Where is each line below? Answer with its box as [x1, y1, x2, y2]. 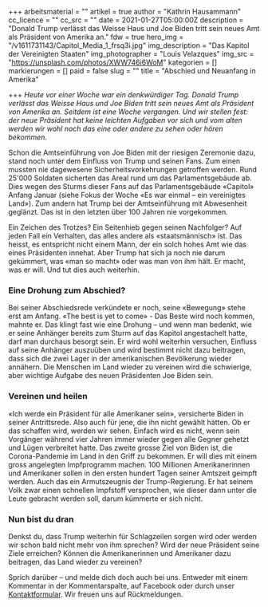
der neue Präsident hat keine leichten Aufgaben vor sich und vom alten [8, 116, 243, 124]
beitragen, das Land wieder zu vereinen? [8, 557, 143, 566]
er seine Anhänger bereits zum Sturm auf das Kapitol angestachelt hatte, [8, 329, 247, 338]
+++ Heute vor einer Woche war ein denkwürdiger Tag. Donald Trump [8, 90, 239, 99]
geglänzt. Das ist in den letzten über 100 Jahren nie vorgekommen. [8, 207, 229, 216]
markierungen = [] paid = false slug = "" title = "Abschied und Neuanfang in [8, 66, 257, 75]
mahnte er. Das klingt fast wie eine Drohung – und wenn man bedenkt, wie [8, 320, 253, 329]
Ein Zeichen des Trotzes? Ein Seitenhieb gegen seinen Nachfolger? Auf [8, 223, 242, 232]
